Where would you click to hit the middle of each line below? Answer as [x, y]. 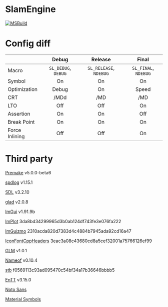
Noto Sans [16, 289]
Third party [29, 159]
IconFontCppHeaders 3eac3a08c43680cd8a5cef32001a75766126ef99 [79, 241]
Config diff [28, 43]
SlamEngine [30, 9]
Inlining [16, 136]
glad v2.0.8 [17, 201]
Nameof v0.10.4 [21, 260]
